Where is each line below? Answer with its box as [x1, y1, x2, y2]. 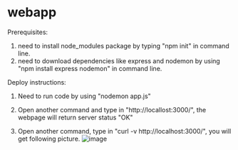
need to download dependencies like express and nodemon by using [17, 56, 221, 65]
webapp [7, 4, 57, 21]
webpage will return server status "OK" [17, 113, 133, 122]
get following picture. [17, 134, 81, 143]
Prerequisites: [7, 28, 48, 36]
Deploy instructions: [7, 77, 66, 86]
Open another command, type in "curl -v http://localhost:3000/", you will [17, 127, 232, 135]
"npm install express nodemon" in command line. [17, 64, 162, 73]
